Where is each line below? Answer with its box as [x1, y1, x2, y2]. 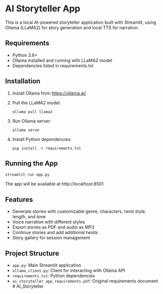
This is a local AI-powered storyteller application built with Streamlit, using [5, 19, 157, 25]
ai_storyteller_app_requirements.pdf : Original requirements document [12, 278, 158, 284]
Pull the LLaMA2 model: [12, 99, 61, 105]
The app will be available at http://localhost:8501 [5, 181, 104, 187]
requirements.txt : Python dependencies [12, 273, 95, 279]
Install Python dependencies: [12, 136, 72, 142]
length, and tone [12, 214, 46, 220]
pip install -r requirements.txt [12, 146, 81, 151]
